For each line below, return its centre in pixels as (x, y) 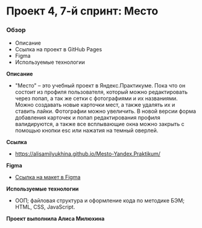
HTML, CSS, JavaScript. (45, 207)
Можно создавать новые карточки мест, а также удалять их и (95, 105)
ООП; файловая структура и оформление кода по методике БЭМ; (100, 201)
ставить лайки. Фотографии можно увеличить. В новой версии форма (106, 111)
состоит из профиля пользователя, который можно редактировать (101, 92)
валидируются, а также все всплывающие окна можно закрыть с (100, 124)
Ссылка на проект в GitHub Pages (58, 49)
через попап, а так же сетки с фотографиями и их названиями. (96, 98)
